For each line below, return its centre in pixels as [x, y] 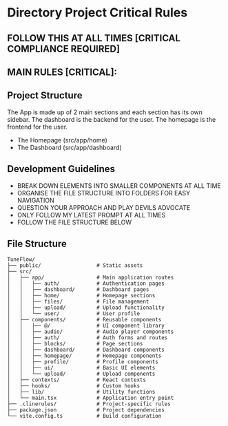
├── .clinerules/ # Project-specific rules [89, 404]
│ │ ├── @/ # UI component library [86, 326]
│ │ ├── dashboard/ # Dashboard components [86, 350]
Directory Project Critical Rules [97, 13]
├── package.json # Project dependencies [86, 410]
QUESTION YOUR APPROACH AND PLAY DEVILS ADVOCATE [104, 207]
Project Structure [45, 95]
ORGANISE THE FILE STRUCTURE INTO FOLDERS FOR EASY [104, 193]
